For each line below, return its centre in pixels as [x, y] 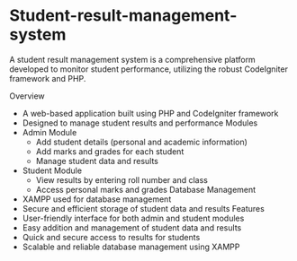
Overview [27, 96]
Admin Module [49, 132]
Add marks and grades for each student [110, 151]
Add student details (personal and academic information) [141, 142]
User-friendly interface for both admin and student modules [133, 218]
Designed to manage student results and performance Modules [140, 123]
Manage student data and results [97, 161]
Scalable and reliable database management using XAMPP [131, 247]
